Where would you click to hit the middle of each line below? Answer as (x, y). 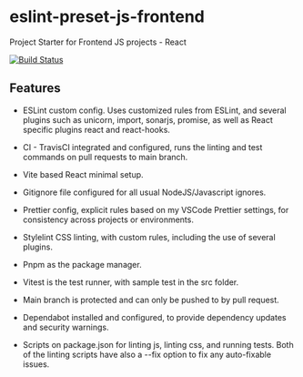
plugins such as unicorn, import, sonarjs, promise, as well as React (147, 119)
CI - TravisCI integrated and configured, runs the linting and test (142, 147)
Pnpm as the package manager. (82, 264)
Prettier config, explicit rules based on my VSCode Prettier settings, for (156, 209)
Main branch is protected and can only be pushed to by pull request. (151, 300)
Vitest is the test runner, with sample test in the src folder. (131, 282)
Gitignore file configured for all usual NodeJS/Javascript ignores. (144, 192)
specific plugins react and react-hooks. (96, 129)
